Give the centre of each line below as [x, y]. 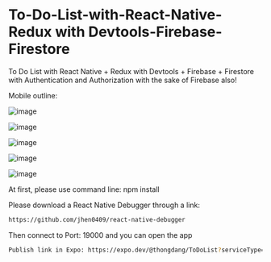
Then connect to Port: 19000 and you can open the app [100, 235]
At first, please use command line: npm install [84, 189]
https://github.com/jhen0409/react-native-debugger [97, 219]
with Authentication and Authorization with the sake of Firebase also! [123, 80]
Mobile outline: [33, 95]
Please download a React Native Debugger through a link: [104, 205]
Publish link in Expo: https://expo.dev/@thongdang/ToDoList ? [115, 250]
